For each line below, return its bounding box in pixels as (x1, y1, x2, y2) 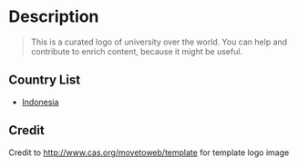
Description (8, 6, 99, 27)
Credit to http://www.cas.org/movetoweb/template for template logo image (8, 147, 290, 158)
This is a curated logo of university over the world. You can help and (30, 36, 288, 47)
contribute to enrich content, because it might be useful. (30, 45, 243, 56)
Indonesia (21, 96, 59, 107)
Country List (8, 73, 81, 88)
